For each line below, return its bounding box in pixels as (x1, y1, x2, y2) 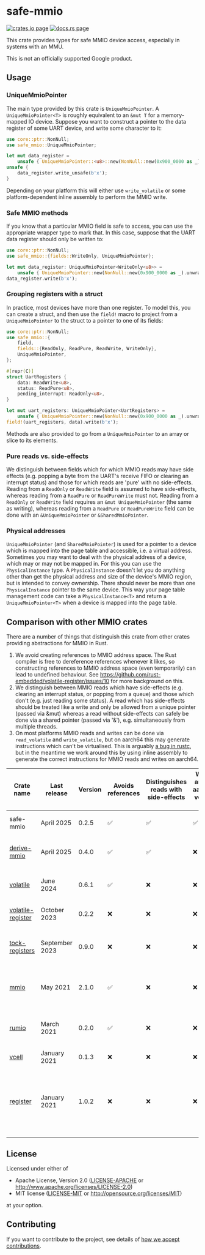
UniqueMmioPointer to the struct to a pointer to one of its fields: (6, 317, 164, 324)
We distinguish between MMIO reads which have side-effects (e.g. (15, 684, 183, 691)
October (40, 906, 65, 915)
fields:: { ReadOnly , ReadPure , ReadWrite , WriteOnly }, (17, 346, 157, 352)
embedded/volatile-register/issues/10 (15, 678, 110, 685)
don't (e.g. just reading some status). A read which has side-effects (15, 697, 185, 705)
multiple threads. (15, 723, 58, 730)
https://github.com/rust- (99, 671, 161, 678)
